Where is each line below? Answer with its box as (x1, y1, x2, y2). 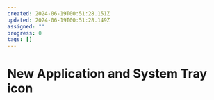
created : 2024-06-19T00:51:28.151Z (7, 10, 110, 17)
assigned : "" (7, 23, 45, 30)
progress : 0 (7, 29, 42, 37)
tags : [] (7, 36, 33, 43)
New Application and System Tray (7, 66, 207, 82)
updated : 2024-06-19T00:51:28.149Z (7, 17, 110, 24)
